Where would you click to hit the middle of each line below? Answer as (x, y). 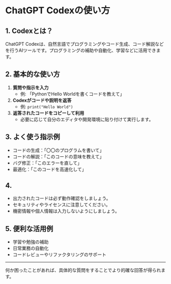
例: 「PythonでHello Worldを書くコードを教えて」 (72, 94)
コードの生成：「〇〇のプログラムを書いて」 (58, 150)
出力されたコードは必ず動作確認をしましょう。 (62, 198)
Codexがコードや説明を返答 (42, 100)
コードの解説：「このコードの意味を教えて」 (58, 156)
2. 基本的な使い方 (33, 74)
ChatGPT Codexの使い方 (58, 10)
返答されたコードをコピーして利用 (48, 113)
